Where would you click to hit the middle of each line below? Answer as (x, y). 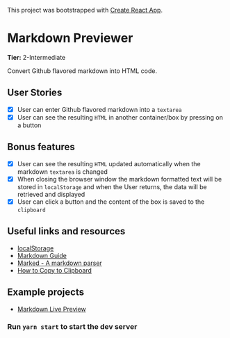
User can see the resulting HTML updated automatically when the (109, 163)
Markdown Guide (42, 255)
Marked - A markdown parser (59, 263)
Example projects (46, 292)
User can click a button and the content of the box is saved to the (111, 202)
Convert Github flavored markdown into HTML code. (82, 71)
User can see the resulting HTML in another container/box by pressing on (120, 117)
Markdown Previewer (70, 38)
